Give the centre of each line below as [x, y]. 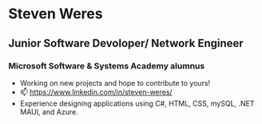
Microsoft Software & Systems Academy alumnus [107, 66]
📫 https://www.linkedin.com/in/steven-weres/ [96, 91]
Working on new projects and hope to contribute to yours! [115, 83]
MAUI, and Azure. [49, 111]
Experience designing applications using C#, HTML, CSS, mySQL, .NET [137, 103]
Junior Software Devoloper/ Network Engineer [126, 43]
